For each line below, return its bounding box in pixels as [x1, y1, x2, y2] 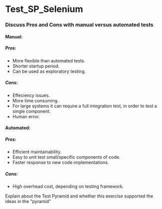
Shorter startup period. [12, 63, 60, 69]
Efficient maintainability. [12, 149, 62, 155]
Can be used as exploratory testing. [12, 68, 86, 74]
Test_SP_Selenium [5, 3, 83, 15]
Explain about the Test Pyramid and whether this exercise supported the [5, 193, 154, 199]
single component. [12, 108, 51, 114]
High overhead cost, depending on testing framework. [12, 184, 124, 190]
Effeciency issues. [12, 92, 50, 98]
